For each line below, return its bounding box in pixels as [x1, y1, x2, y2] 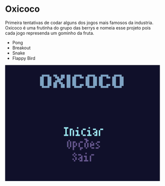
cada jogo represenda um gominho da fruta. [5, 30, 94, 36]
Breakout [12, 45, 31, 51]
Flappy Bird [12, 55, 36, 61]
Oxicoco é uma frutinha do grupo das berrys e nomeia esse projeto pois [5, 25, 151, 30]
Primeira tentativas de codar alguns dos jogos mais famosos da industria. [5, 20, 154, 26]
